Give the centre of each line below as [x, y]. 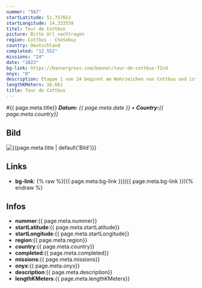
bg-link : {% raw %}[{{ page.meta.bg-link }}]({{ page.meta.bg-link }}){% [104, 181]
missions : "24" [25, 57]
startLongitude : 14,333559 [40, 23]
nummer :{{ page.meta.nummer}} [56, 221]
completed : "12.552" [32, 51]
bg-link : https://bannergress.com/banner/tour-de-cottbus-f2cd [87, 68]
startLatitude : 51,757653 [38, 18]
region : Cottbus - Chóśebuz [41, 40]
